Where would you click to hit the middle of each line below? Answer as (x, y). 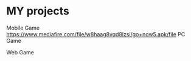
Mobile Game (23, 28)
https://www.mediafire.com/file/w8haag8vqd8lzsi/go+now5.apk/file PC (96, 34)
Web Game (20, 52)
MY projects (38, 11)
